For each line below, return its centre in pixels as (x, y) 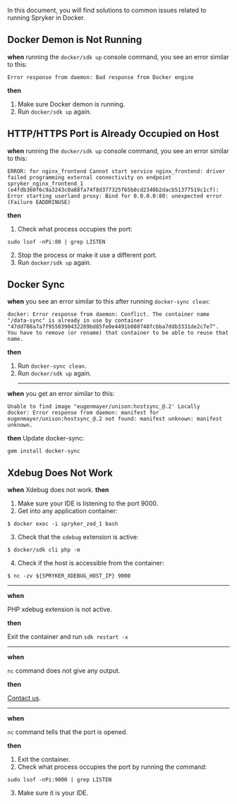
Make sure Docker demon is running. (71, 104)
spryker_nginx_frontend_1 (45, 184)
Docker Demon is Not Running (75, 40)
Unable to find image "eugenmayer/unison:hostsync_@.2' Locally (104, 407)
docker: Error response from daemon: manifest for (83, 413)
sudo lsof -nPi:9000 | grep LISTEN (60, 780)
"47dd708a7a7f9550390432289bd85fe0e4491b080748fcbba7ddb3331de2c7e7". (113, 327)
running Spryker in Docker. (47, 18)
